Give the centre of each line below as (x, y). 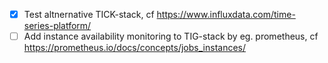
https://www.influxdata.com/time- (226, 14)
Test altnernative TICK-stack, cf (89, 14)
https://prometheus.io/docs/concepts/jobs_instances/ (135, 48)
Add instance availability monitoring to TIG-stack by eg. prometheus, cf (171, 36)
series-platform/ (57, 26)
